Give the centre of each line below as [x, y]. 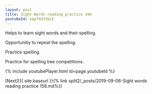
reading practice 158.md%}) [34, 86]
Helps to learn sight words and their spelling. [51, 33]
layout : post [19, 10]
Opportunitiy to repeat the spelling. [41, 43]
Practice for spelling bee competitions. [45, 62]
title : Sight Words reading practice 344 [49, 14]
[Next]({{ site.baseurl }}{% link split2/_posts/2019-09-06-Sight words [76, 81]
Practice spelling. [23, 52]
